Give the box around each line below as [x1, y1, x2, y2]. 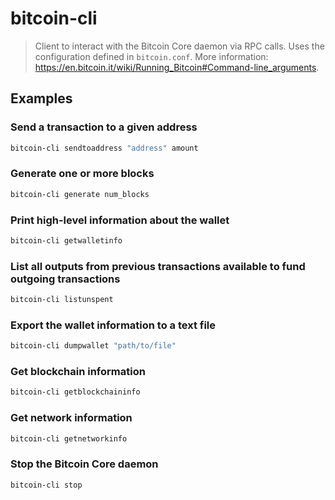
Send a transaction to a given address [10, 120, 198, 134]
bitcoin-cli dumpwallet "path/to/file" [10, 341, 177, 351]
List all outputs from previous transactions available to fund [10, 259, 306, 273]
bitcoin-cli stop [10, 480, 83, 490]
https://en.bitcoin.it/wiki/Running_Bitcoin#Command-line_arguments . [34, 61, 320, 73]
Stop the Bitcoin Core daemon [10, 457, 159, 471]
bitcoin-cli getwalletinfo [10, 235, 123, 246]
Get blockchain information [10, 365, 146, 379]
